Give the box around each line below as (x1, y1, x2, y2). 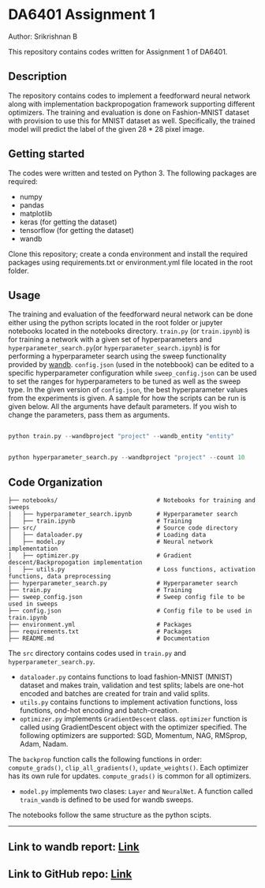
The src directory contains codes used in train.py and (8, 648, 187, 658)
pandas (19, 200, 45, 210)
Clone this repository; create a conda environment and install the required (8, 249, 248, 258)
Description (8, 69, 67, 84)
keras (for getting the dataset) (19, 217, 118, 227)
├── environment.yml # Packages (8, 620, 192, 628)
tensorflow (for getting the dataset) (19, 225, 134, 234)
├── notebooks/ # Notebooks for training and (8, 496, 256, 504)
